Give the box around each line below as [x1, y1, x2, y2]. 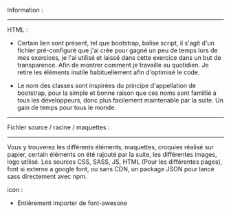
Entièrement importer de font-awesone [16, 199, 128, 207]
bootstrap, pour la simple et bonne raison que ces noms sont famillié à [16, 89, 217, 97]
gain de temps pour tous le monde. [16, 103, 117, 111]
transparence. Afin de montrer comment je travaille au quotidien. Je [16, 61, 209, 69]
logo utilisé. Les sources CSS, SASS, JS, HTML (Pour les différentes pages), [7, 158, 223, 166]
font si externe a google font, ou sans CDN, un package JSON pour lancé [7, 165, 215, 173]
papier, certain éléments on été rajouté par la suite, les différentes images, [7, 151, 218, 158]
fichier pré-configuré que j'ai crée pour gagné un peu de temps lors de [16, 46, 218, 54]
